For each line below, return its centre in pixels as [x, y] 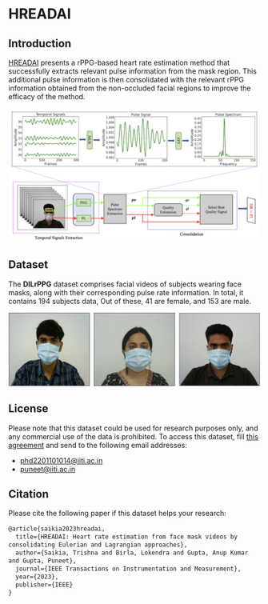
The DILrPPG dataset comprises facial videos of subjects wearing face [125, 284]
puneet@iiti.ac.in [48, 469]
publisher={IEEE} [44, 585]
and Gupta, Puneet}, [43, 561]
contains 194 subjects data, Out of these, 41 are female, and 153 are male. [130, 301]
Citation [29, 494]
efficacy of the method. [47, 96]
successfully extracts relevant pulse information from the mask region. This [133, 71]
